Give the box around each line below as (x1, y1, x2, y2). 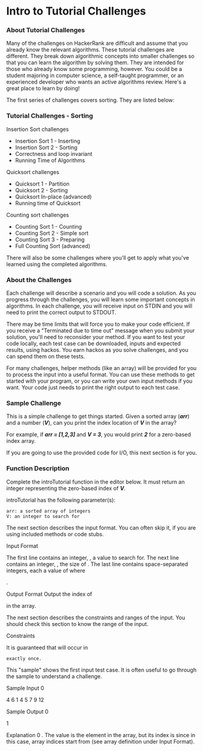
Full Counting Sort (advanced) (15, 242, 91, 249)
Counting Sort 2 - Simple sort (15, 229, 89, 237)
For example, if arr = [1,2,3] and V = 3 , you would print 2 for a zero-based (6, 431, 191, 438)
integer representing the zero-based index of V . (6, 484, 126, 492)
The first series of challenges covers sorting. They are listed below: (6, 96, 175, 104)
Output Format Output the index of (6, 590, 93, 598)
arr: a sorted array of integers (6, 508, 91, 514)
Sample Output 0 (6, 708, 48, 715)
